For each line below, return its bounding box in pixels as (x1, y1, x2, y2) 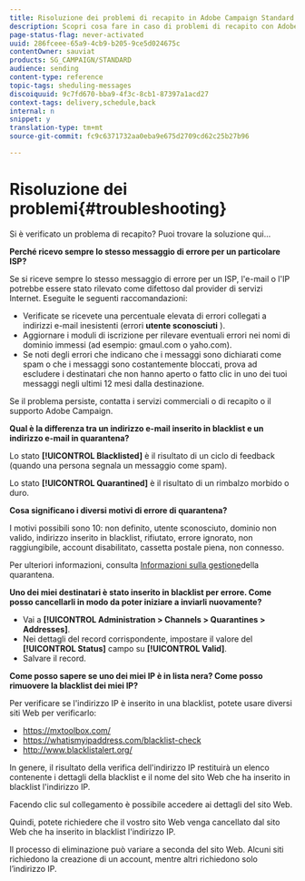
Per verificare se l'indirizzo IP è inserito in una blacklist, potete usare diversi (9, 697, 292, 708)
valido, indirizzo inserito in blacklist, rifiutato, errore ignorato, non (9, 532, 253, 542)
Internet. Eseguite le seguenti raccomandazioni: (9, 292, 188, 303)
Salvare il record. (22, 653, 86, 663)
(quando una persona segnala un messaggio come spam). (9, 460, 228, 471)
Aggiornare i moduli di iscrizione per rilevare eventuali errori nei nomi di (22, 329, 290, 340)
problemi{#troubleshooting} (9, 198, 227, 219)
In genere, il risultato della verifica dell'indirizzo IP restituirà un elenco (9, 762, 270, 773)
